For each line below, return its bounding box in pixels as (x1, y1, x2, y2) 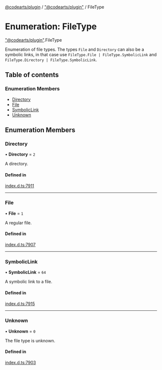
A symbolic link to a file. (5, 279, 53, 285)
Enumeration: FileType (5, 21, 97, 32)
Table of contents (5, 71, 59, 79)
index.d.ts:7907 (5, 242, 36, 248)
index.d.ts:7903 (5, 360, 36, 366)
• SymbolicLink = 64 (5, 269, 46, 275)
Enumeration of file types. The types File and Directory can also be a (5, 46, 145, 52)
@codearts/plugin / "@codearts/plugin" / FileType (5, 4, 105, 10)
